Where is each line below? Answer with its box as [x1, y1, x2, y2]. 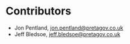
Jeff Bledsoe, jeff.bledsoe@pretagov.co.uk [14, 30, 121, 37]
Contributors [5, 4, 72, 18]
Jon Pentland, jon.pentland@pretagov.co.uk [14, 24, 124, 31]
